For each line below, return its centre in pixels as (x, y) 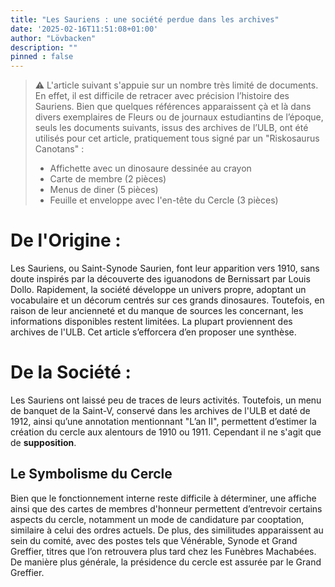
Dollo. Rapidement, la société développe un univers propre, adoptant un (158, 290)
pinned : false (42, 57)
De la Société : (71, 372)
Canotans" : (59, 149)
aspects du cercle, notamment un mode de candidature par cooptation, (157, 519)
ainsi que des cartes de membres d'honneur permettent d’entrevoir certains (166, 508)
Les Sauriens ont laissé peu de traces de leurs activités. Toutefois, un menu (166, 400)
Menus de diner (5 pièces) (104, 190)
